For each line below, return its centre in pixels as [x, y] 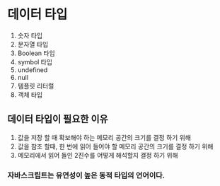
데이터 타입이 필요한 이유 [58, 119]
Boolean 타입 [36, 53]
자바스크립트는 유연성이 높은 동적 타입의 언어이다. [86, 175]
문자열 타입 [33, 44]
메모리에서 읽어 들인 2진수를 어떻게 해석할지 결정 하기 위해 [98, 155]
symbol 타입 [35, 62]
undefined [33, 70]
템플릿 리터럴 [36, 86]
